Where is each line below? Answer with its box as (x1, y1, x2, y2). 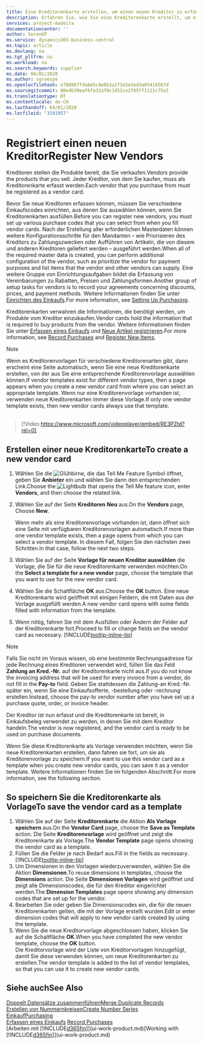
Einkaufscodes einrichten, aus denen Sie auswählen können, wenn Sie (6, 206, 182, 214)
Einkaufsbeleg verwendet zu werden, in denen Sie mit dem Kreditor (6, 718, 174, 725)
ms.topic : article (6, 43, 53, 49)
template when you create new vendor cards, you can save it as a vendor (6, 762, 189, 769)
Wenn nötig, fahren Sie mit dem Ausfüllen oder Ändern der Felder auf (14, 618, 188, 626)
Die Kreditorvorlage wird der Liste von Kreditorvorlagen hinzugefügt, (14, 946, 186, 953)
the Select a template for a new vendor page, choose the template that (14, 569, 193, 576)
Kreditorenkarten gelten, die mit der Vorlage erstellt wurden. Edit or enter (14, 907, 196, 915)
